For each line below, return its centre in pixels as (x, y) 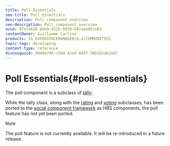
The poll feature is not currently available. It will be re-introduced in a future (85, 134)
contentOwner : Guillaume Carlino (41, 34)
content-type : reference (32, 48)
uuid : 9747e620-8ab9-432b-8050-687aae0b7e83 (54, 29)
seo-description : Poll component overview (51, 24)
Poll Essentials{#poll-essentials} (76, 78)
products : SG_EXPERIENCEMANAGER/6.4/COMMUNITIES (58, 39)
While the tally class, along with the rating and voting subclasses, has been (84, 103)
